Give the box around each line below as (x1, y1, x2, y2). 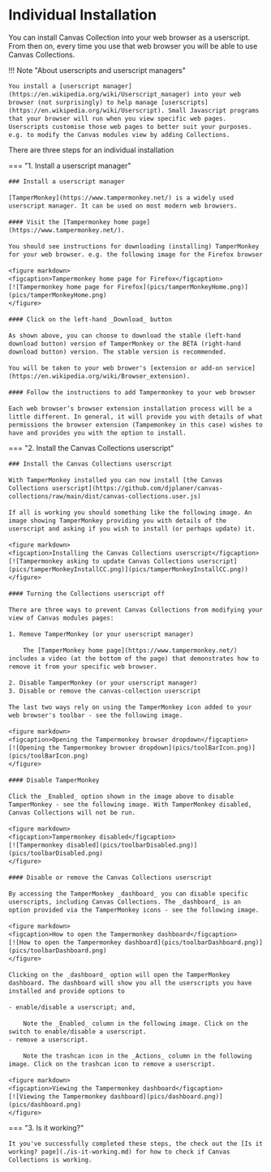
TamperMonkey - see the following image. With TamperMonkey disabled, (8, 801, 252, 809)
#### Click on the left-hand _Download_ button (8, 315, 173, 324)
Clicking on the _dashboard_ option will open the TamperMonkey (8, 971, 230, 979)
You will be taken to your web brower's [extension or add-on (8, 363, 223, 372)
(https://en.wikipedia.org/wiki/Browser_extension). (8, 371, 191, 380)
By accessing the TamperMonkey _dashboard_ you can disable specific (8, 890, 249, 898)
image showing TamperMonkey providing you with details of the (8, 517, 227, 525)
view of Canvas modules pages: (8, 614, 114, 622)
